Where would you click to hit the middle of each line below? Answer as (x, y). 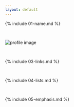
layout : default (21, 10)
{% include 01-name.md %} (33, 23)
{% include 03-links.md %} (32, 61)
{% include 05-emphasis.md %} (37, 99)
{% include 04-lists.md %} (32, 80)
